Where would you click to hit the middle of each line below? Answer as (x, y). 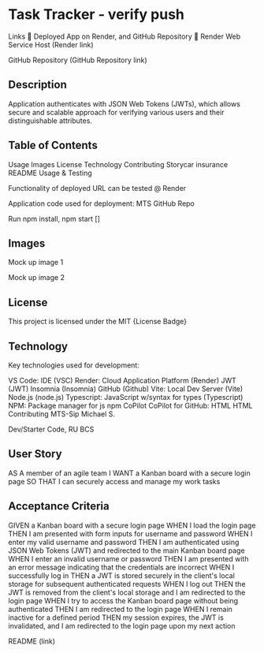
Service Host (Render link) (51, 44)
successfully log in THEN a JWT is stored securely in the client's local (121, 575)
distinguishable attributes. (50, 121)
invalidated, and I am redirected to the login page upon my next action (122, 625)
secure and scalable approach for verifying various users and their (116, 112)
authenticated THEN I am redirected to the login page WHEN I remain (120, 609)
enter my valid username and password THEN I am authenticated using (124, 542)
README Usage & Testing (50, 173)
